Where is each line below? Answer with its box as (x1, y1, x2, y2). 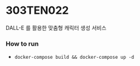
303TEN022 (5, 4, 69, 17)
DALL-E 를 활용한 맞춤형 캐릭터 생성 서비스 (5, 24, 107, 31)
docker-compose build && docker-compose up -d (14, 55, 135, 61)
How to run (5, 40, 39, 48)
